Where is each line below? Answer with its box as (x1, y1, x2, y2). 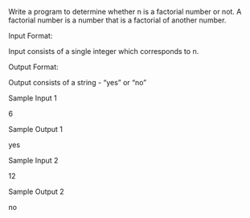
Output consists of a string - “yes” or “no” (8, 78, 147, 87)
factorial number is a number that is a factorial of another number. (8, 15, 227, 25)
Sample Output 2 (8, 187, 64, 196)
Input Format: (8, 31, 53, 40)
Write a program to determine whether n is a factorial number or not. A (8, 7, 242, 16)
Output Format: (8, 62, 59, 72)
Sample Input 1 (8, 93, 58, 103)
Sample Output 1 (8, 125, 63, 134)
